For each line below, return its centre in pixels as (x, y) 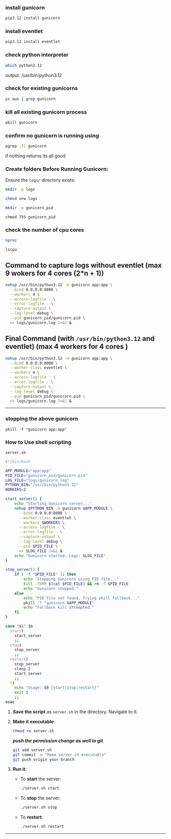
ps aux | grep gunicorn (31, 99)
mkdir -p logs (20, 190)
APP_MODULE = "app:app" (28, 471)
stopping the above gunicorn (42, 419)
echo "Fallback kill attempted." (59, 608)
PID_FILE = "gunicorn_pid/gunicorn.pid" (46, 475)
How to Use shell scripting (38, 442)
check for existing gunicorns (41, 88)
